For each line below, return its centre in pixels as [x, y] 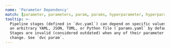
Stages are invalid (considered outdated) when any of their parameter [87, 33]
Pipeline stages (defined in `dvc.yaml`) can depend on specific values [88, 24]
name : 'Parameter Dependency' [37, 10]
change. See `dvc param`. [37, 38]
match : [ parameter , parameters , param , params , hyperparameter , [74, 14]
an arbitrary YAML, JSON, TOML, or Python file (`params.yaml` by [81, 28]
